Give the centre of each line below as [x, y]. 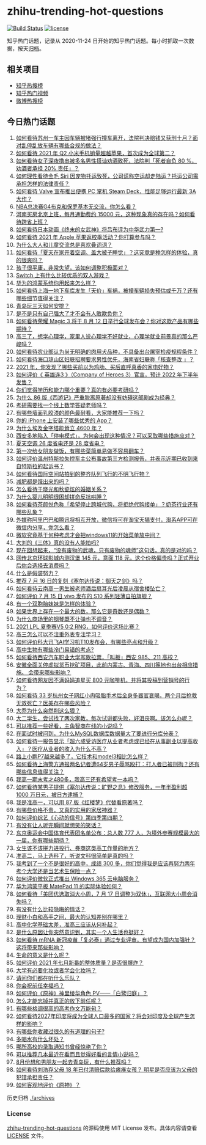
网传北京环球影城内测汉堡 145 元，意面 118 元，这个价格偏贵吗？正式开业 [107, 558]
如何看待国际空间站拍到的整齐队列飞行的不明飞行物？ [83, 474]
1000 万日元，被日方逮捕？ [50, 794]
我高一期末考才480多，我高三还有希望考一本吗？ [77, 779]
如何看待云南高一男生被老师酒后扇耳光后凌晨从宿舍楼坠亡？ [91, 588]
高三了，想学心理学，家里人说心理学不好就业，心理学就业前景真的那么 [104, 336]
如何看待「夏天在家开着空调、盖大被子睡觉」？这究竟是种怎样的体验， [104, 252]
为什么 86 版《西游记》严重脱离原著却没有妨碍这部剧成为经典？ [96, 397]
